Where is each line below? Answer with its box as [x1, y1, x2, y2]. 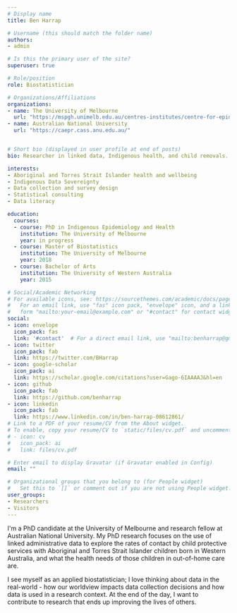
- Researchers [7, 498, 49, 505]
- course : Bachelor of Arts [13, 263, 97, 270]
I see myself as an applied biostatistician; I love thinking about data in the [7, 575, 220, 583]
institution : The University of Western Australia [20, 269, 172, 277]
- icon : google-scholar [7, 361, 78, 368]
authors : [7, 36, 33, 43]
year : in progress [20, 237, 74, 244]
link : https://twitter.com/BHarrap [13, 354, 119, 362]
